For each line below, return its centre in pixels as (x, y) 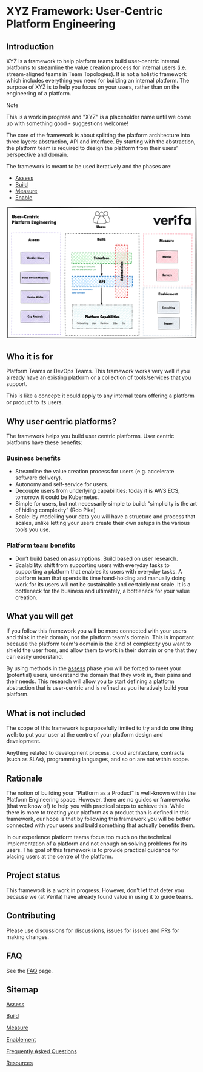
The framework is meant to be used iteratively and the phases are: (89, 166)
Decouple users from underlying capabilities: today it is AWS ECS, (97, 491)
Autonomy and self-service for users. (62, 484)
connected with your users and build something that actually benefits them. (101, 825)
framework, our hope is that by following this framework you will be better (98, 819)
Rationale (25, 778)
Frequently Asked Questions (42, 1051)
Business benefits (33, 458)
